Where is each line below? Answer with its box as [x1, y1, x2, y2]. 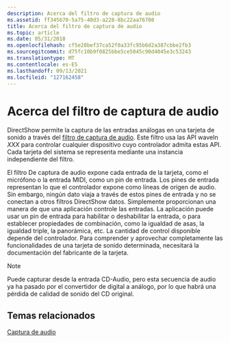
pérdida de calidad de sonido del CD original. [7, 289, 135, 298]
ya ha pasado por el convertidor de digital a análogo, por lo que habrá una [7, 283, 216, 291]
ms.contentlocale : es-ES [7, 61, 78, 68]
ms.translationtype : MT [7, 55, 75, 62]
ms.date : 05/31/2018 [7, 36, 66, 43]
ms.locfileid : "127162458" [7, 73, 84, 81]
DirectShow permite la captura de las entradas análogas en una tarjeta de [7, 126, 215, 134]
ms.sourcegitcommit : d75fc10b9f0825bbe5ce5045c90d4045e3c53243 [7, 49, 192, 56]
